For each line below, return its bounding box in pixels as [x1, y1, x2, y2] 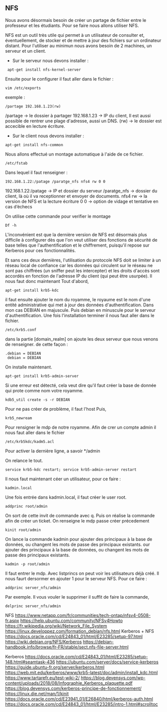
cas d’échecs [5, 203, 32, 209]
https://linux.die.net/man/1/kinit [5, 691, 69, 697]
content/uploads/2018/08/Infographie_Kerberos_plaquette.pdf [5, 680, 133, 686]
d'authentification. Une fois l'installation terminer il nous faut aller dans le [5, 312, 155, 318]
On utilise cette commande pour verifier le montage [5, 213, 111, 219]
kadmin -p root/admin [5, 561, 50, 566]
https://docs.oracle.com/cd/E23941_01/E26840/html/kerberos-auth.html [5, 696, 153, 702]
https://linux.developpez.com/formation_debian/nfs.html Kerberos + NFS [5, 628, 154, 634]
